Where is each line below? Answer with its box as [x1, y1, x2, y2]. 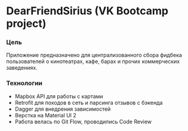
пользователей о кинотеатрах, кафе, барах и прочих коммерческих [6, 58, 180, 65]
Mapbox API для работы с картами [14, 92, 103, 99]
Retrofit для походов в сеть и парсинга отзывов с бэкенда [14, 99, 163, 106]
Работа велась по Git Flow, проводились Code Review [14, 118, 152, 125]
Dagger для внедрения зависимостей [14, 105, 111, 113]
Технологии [6, 79, 43, 88]
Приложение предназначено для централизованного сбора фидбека [6, 52, 182, 59]
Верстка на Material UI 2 [14, 111, 76, 118]
